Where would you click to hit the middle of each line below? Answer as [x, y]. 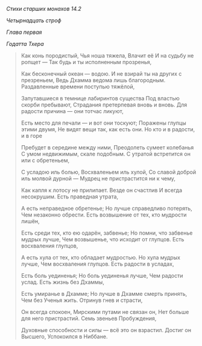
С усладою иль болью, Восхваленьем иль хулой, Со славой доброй [109, 172]
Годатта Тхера [25, 44]
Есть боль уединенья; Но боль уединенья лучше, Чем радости [102, 276]
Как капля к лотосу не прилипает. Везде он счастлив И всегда [102, 190]
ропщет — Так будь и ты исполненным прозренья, [86, 62]
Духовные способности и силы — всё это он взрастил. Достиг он [106, 330]
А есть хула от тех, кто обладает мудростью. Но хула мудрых [101, 257]
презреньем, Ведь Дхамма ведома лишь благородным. [93, 80]
